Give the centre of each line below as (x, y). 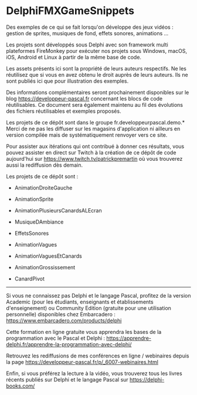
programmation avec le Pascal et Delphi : (56, 338)
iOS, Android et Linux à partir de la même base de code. (74, 57)
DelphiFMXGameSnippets (70, 11)
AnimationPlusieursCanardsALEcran (58, 210)
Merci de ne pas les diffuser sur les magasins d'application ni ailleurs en (93, 129)
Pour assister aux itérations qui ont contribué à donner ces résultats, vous (95, 146)
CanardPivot (30, 278)
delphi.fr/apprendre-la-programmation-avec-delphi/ (69, 344)
